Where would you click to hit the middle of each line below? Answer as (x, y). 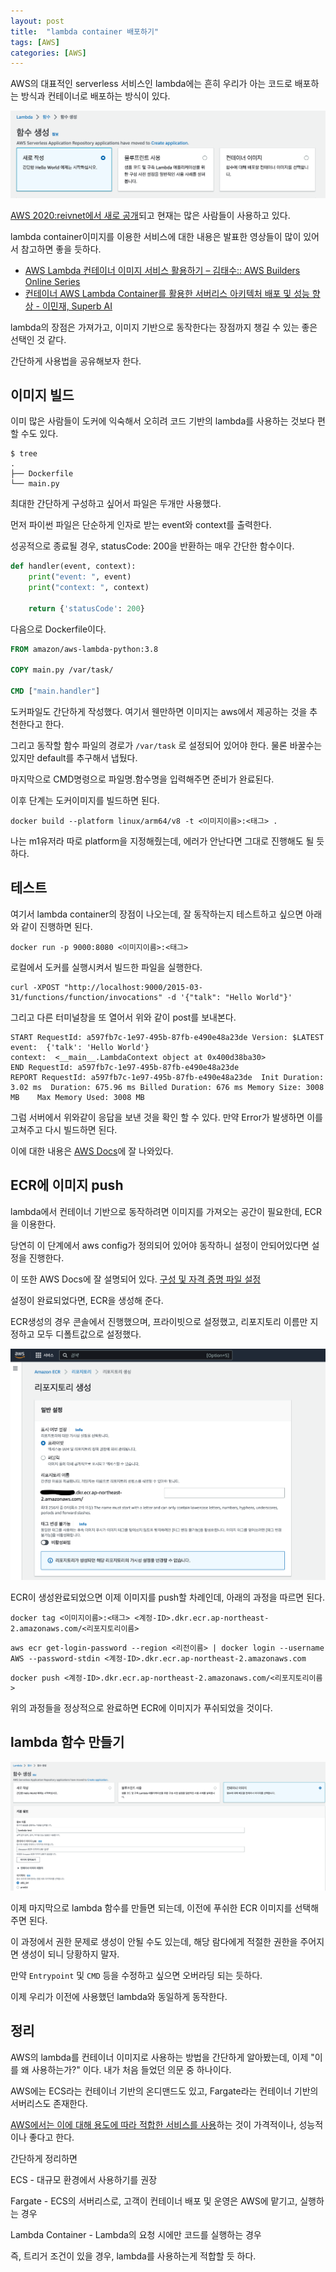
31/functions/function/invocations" (86, 997)
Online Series (52, 281)
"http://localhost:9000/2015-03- (133, 987)
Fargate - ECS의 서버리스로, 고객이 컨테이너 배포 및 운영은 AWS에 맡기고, (154, 2201)
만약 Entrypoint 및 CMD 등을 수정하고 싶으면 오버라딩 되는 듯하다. (136, 1975)
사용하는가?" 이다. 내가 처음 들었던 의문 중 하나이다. (131, 2069)
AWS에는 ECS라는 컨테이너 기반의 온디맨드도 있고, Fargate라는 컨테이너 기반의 (164, 2091)
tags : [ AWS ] (35, 42)
